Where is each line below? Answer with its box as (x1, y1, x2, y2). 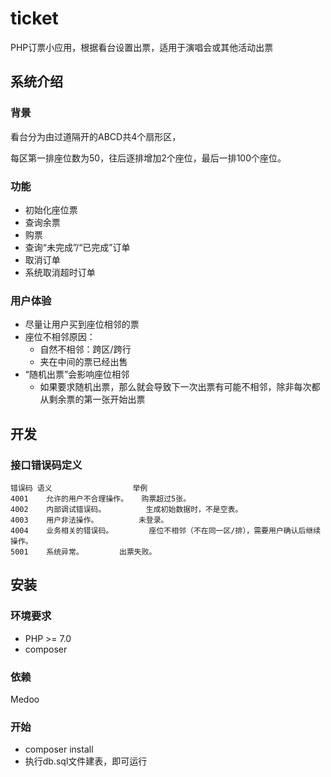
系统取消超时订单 (24, 266, 96, 278)
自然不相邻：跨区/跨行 (39, 343, 132, 356)
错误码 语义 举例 (10, 483, 148, 493)
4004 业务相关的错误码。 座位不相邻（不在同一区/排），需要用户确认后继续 (10, 525, 322, 536)
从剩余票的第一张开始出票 (39, 393, 146, 406)
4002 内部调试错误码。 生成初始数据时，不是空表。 (10, 504, 243, 514)
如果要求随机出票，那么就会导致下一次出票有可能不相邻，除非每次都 (39, 381, 321, 393)
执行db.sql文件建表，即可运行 (24, 755, 148, 767)
